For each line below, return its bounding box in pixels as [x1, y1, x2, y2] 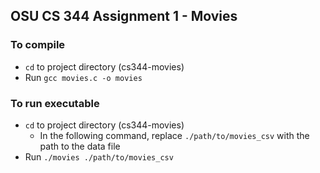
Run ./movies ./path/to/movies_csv [24, 150, 174, 163]
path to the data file [39, 140, 121, 152]
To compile [10, 38, 66, 52]
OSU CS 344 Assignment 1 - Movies [10, 8, 238, 25]
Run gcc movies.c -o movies [24, 71, 143, 83]
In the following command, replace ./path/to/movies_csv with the [39, 129, 310, 141]
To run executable [10, 96, 100, 110]
